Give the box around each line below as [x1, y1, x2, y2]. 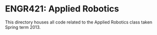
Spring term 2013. [5, 24, 41, 30]
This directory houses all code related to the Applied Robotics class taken [5, 19, 153, 25]
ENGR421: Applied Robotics [5, 3, 119, 14]
